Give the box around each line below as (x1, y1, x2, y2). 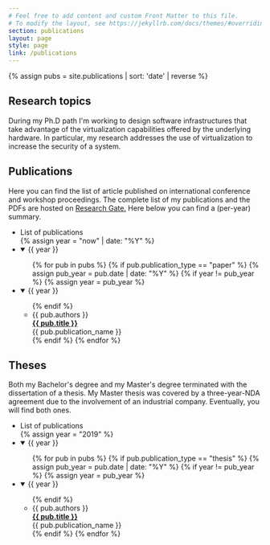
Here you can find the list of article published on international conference (8, 186, 251, 195)
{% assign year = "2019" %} (19, 429, 114, 439)
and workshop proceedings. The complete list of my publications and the (8, 195, 251, 204)
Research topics (8, 94, 92, 109)
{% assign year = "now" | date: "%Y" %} (19, 236, 155, 245)
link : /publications (8, 49, 78, 57)
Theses (8, 359, 47, 372)
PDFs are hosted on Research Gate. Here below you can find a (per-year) (8, 203, 252, 213)
